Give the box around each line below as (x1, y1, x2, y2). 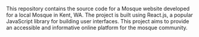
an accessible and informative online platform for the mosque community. (6, 24, 188, 31)
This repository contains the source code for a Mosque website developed (6, 5, 190, 12)
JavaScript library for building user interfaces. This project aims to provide (6, 18, 189, 24)
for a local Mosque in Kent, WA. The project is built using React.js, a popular (6, 11, 193, 18)
